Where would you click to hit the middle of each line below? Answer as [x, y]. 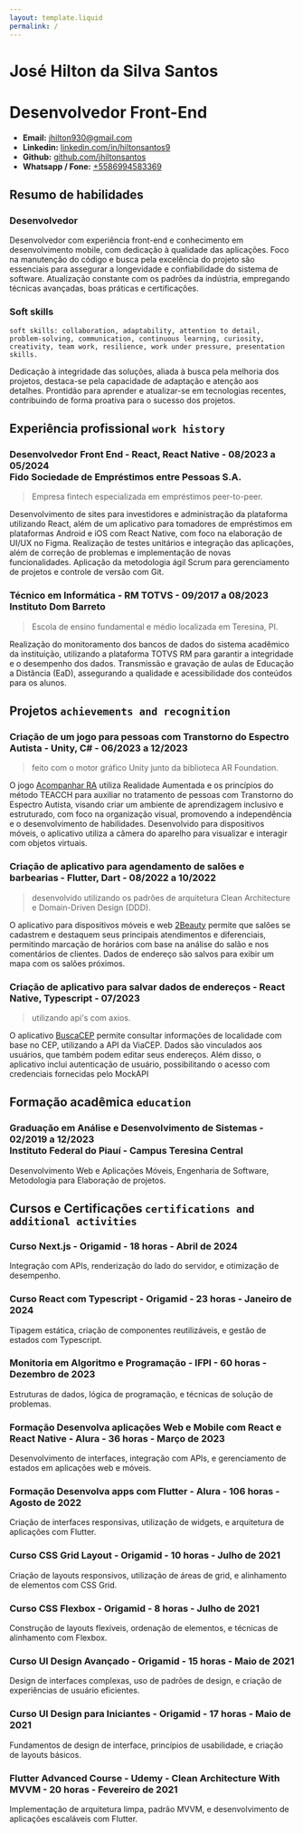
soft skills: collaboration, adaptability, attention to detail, [135, 331]
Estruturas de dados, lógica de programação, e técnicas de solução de [142, 1394]
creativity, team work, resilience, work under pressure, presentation [147, 346]
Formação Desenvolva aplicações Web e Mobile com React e [146, 1427]
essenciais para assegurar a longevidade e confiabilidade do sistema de [144, 269]
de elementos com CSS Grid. [63, 1585]
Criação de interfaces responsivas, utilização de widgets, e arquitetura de [147, 1522]
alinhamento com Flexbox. [58, 1638]
